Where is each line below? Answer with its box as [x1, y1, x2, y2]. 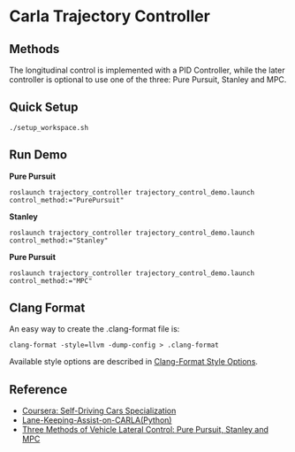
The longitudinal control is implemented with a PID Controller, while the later [9, 65, 285, 75]
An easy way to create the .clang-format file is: [9, 324, 180, 334]
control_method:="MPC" [9, 276, 93, 285]
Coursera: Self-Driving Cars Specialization [21, 405, 177, 417]
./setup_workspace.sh [9, 123, 89, 132]
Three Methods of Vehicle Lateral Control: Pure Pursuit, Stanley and [21, 425, 269, 435]
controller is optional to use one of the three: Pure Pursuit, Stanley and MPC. [9, 74, 287, 85]
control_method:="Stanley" [9, 236, 109, 245]
